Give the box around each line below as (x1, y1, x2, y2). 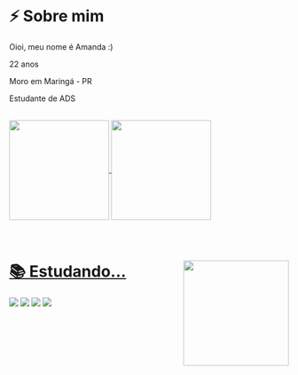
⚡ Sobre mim (9, 6, 105, 27)
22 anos (9, 59, 39, 69)
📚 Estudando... (9, 262, 127, 282)
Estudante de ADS (9, 93, 76, 104)
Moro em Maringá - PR (9, 75, 93, 86)
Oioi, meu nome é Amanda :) (9, 41, 114, 52)
